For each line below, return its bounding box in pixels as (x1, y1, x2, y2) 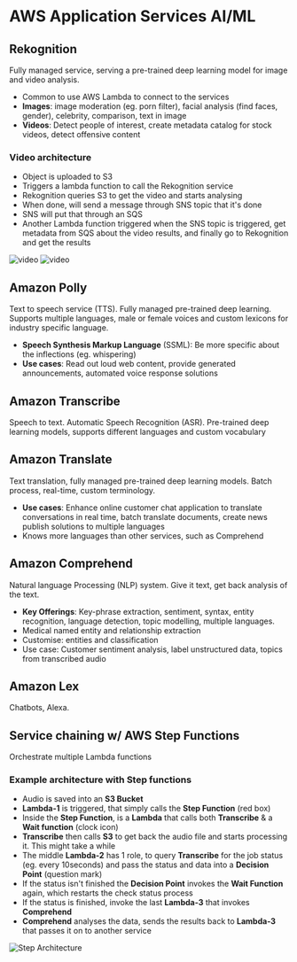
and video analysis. (9, 74, 80, 85)
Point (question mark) (21, 869, 103, 880)
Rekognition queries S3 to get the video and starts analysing (21, 190, 243, 201)
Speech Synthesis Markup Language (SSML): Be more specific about (21, 339, 280, 351)
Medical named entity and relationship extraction (21, 625, 201, 635)
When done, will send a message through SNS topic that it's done (21, 199, 262, 210)
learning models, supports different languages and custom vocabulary (9, 426, 266, 437)
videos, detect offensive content (21, 129, 141, 139)
